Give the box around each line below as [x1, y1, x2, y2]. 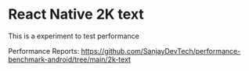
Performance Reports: [8, 46, 80, 55]
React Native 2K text [8, 5, 145, 23]
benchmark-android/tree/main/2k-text [8, 55, 132, 64]
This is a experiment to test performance [8, 31, 139, 41]
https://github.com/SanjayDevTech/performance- [81, 46, 241, 55]
